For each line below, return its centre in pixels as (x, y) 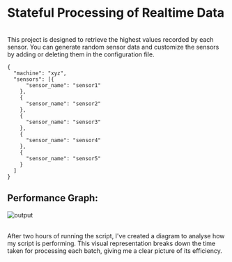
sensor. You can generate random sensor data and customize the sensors (113, 47)
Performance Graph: (53, 198)
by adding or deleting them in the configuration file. (81, 54)
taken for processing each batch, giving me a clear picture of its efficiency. (115, 251)
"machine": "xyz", (40, 73)
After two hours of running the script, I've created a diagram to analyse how (116, 236)
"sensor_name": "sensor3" (63, 122)
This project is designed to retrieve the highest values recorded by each (110, 39)
